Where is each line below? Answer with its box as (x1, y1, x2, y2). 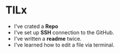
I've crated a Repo (13, 23, 59, 30)
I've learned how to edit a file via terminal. (13, 41, 115, 48)
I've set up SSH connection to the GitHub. (13, 29, 115, 36)
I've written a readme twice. (13, 35, 82, 42)
